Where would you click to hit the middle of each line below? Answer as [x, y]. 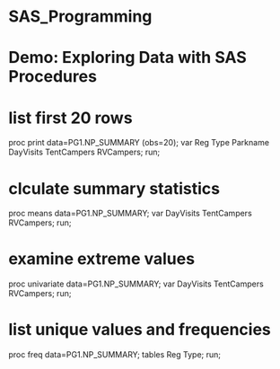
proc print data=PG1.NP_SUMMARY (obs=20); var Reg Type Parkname [139, 143]
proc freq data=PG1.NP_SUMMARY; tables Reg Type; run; [115, 355]
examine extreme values [101, 259]
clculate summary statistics [114, 188]
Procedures [53, 77]
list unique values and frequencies [140, 330]
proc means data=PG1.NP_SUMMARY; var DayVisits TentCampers [130, 214]
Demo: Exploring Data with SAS [128, 58]
